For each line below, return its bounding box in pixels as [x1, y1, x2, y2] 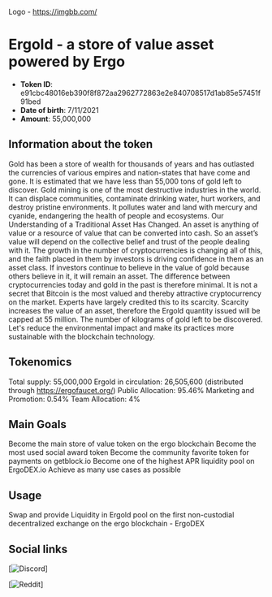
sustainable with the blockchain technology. [8, 331, 156, 341]
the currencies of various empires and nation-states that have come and [8, 167, 250, 177]
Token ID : [19, 79, 53, 89]
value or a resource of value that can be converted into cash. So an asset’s [8, 227, 258, 238]
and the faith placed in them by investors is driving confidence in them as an [8, 253, 264, 263]
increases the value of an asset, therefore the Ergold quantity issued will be [8, 305, 261, 315]
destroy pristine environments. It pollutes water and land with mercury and [8, 202, 258, 212]
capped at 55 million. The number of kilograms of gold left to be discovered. [8, 314, 263, 324]
